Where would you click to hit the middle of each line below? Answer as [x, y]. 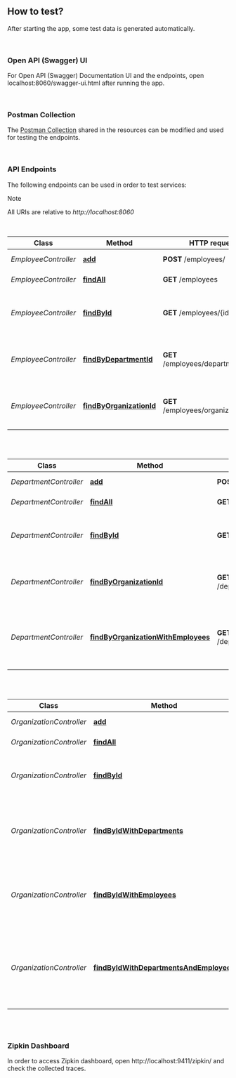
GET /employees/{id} [197, 313]
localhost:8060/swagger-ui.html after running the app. [86, 83]
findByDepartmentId [118, 359]
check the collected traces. [47, 1068]
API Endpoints [32, 169]
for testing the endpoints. [44, 138]
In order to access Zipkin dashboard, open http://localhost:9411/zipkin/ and [116, 1061]
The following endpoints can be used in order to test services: [97, 185]
